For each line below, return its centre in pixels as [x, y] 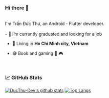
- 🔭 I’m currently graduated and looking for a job [54, 34]
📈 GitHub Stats [24, 78]
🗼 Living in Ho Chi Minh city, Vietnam [50, 44]
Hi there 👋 [17, 8]
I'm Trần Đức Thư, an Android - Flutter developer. [55, 24]
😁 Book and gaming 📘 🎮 [38, 53]
